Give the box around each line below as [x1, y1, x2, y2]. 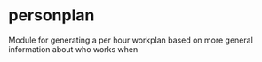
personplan [8, 5, 95, 26]
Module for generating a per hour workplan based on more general [8, 35, 254, 45]
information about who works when [8, 43, 139, 54]
